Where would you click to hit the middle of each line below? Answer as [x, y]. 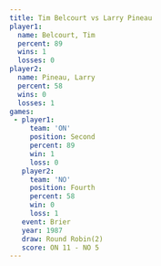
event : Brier [46, 222]
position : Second [62, 137]
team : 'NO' [50, 179]
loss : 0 [44, 162]
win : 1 [42, 154]
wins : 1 [32, 52]
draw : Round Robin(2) [62, 239]
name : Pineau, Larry [56, 78]
